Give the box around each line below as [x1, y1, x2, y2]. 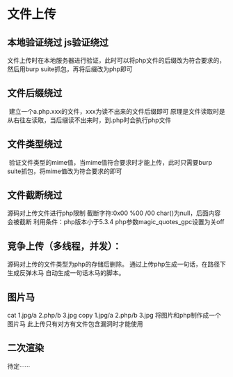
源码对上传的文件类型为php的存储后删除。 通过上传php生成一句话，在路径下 [7, 260, 226, 269]
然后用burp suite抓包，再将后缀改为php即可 [7, 65, 133, 73]
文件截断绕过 [7, 189, 63, 201]
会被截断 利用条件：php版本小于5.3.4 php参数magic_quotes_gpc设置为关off [7, 218, 225, 226]
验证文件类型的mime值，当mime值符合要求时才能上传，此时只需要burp [8, 158, 213, 166]
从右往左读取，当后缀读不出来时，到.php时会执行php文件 [7, 116, 172, 124]
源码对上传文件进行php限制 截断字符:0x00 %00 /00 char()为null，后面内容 [7, 209, 221, 217]
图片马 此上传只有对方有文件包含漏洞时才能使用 [7, 320, 143, 328]
